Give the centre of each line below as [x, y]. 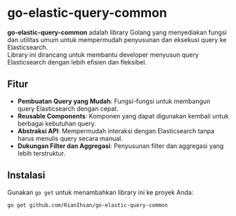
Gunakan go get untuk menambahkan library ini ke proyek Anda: [100, 192]
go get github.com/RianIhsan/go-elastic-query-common [88, 205]
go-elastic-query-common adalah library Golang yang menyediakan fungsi [117, 32]
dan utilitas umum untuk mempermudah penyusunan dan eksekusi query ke [117, 39]
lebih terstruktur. [41, 153]
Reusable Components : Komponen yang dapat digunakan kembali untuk [123, 116]
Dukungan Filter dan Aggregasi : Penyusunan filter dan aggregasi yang [120, 146]
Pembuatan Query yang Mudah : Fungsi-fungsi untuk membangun [114, 101]
